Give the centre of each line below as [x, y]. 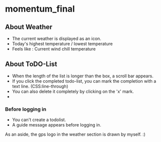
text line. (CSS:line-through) [40, 86]
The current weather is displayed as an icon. [56, 38]
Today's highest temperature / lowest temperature [62, 44]
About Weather [29, 27]
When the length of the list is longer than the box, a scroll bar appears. [83, 76]
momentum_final [40, 9]
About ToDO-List [31, 64]
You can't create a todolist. [39, 120]
